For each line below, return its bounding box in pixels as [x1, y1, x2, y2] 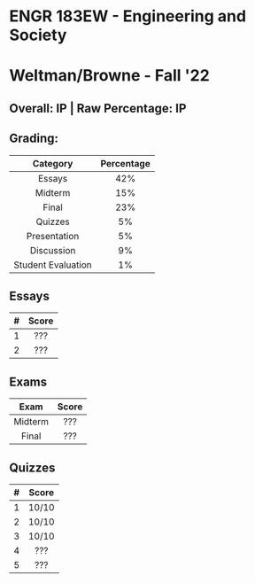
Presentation [26, 229, 80, 242]
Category [32, 157, 73, 169]
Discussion [29, 244, 76, 256]
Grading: [9, 131, 59, 146]
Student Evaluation [13, 259, 93, 271]
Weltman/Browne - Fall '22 [9, 66, 210, 86]
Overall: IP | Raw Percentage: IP [9, 100, 187, 116]
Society [9, 25, 67, 45]
